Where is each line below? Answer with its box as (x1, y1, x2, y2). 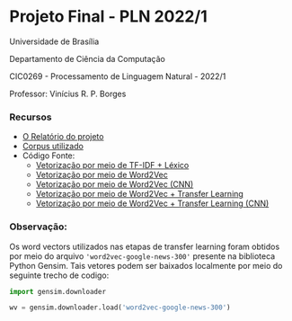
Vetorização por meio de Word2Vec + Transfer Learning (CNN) (35, 198, 270, 209)
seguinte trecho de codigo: (9, 270, 110, 281)
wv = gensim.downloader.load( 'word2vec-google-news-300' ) (9, 303, 231, 312)
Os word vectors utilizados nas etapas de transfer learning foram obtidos (9, 241, 280, 252)
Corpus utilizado (22, 141, 84, 152)
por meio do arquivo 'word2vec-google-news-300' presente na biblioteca (9, 250, 276, 262)
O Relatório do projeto (22, 131, 104, 142)
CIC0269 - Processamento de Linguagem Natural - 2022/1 (9, 70, 226, 82)
